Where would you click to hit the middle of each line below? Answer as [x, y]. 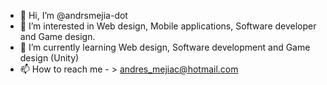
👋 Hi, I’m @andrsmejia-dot [73, 15]
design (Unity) [49, 58]
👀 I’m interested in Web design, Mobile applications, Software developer [168, 26]
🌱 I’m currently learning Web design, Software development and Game [165, 47]
